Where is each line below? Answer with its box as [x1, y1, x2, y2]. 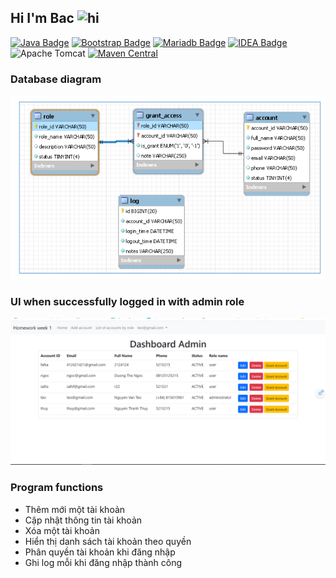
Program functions [10, 481, 104, 495]
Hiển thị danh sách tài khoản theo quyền [24, 535, 192, 547]
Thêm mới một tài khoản [24, 503, 126, 515]
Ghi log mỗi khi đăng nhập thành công [24, 556, 183, 568]
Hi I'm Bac [10, 10, 75, 27]
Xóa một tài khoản [24, 524, 100, 536]
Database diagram [10, 72, 102, 86]
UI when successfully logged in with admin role [10, 294, 245, 308]
